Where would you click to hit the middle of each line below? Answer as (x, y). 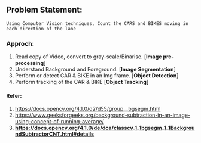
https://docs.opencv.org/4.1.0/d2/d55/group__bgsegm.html (88, 109)
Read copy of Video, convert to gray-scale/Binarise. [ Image (88, 57)
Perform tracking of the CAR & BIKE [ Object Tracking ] (81, 82)
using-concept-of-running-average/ (60, 122)
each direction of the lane (41, 29)
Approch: (20, 43)
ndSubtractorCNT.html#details (54, 134)
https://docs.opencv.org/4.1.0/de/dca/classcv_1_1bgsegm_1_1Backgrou (105, 128)
